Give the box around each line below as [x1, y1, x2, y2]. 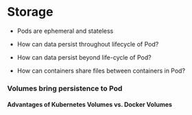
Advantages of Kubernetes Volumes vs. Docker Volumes [7, 101, 173, 109]
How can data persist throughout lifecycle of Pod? [16, 40, 159, 48]
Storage [7, 4, 53, 20]
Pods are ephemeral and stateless [16, 27, 114, 35]
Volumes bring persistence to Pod [7, 84, 123, 93]
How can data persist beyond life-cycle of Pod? [16, 53, 152, 62]
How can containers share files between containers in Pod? [16, 66, 186, 75]
